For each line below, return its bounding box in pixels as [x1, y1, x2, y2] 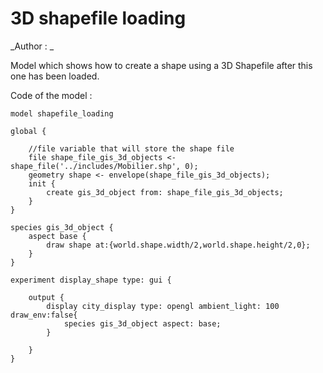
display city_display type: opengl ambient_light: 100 [46, 301, 280, 311]
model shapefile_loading [10, 108, 114, 119]
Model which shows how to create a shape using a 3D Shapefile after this [10, 59, 313, 71]
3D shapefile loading [10, 7, 187, 30]
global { [10, 126, 47, 136]
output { [28, 292, 65, 302]
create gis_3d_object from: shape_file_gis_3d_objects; [46, 187, 284, 197]
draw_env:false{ [10, 310, 78, 320]
